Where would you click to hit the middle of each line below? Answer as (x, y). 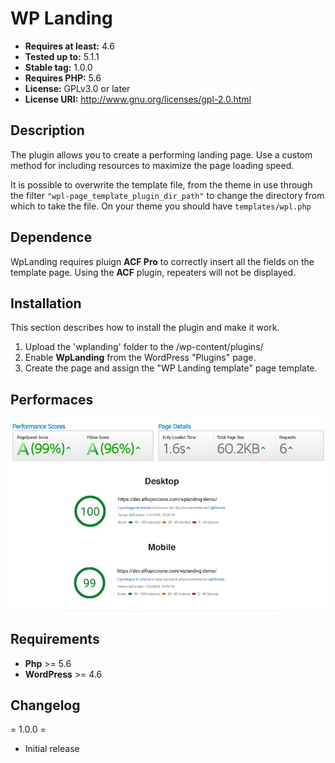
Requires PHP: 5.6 (63, 78)
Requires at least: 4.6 (69, 46)
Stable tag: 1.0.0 (58, 67)
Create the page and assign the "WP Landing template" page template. (171, 368)
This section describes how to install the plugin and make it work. (145, 328)
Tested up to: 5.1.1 (62, 56)
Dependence (51, 237)
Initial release (52, 749)
